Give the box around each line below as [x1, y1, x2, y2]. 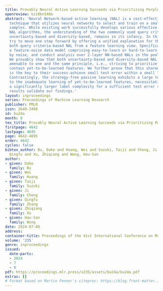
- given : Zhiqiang [5, 206, 42, 211]
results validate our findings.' [9, 89, 77, 93]
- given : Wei [5, 170, 32, 175]
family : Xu [9, 211, 32, 216]
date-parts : [9, 252, 34, 256]
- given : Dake [5, 161, 34, 166]
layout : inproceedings [5, 93, 51, 98]
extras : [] [5, 274, 27, 279]
